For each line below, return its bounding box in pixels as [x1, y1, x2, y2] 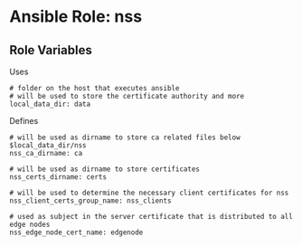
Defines [9, 116, 39, 126]
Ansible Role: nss [9, 6, 143, 27]
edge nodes [9, 220, 51, 229]
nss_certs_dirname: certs [9, 173, 107, 182]
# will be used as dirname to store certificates [9, 165, 201, 174]
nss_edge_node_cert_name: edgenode [9, 228, 144, 237]
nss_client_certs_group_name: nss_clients [9, 196, 172, 205]
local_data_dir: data [9, 99, 91, 109]
